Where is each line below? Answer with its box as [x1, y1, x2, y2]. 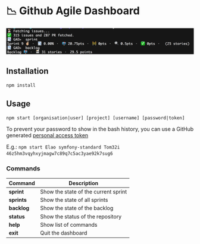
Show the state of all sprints [40, 197, 108, 204]
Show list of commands [40, 221, 98, 228]
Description [68, 179, 99, 186]
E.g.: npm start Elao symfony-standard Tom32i [6, 143, 120, 150]
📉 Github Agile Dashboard [6, 4, 140, 18]
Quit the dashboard [40, 229, 87, 237]
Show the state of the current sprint [40, 188, 127, 195]
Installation [6, 66, 49, 76]
